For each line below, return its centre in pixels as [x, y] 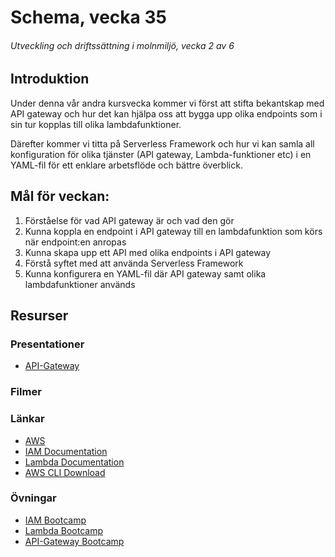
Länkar [27, 419]
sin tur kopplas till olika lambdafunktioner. [96, 124]
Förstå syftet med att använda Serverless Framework [134, 263]
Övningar [33, 498]
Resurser [39, 316]
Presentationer [47, 344]
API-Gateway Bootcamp [74, 541]
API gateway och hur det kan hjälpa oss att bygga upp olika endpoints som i [166, 113]
